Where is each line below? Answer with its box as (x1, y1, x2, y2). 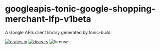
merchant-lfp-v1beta (5, 13, 91, 24)
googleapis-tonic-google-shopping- (5, 3, 156, 14)
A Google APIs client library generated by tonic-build (5, 29, 111, 35)
